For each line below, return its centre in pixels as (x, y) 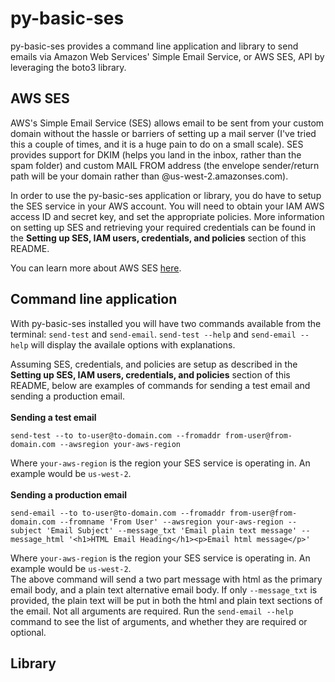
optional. (28, 632)
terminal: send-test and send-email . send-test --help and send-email (153, 334)
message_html (37, 539)
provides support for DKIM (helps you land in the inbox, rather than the (156, 154)
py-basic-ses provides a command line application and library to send (154, 46)
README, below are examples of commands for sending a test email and (160, 385)
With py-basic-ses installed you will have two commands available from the (166, 323)
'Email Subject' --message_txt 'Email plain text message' (172, 530)
